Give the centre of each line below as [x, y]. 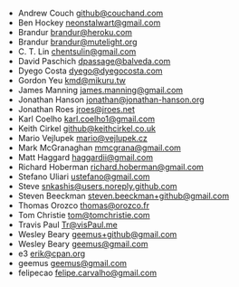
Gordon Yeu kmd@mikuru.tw [72, 80]
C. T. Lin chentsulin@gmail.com [77, 52]
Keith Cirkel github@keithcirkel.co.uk [87, 129]
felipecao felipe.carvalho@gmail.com [87, 273]
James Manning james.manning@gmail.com [100, 90]
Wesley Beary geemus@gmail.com [83, 244]
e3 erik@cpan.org [52, 254]
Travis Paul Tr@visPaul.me [67, 225]
